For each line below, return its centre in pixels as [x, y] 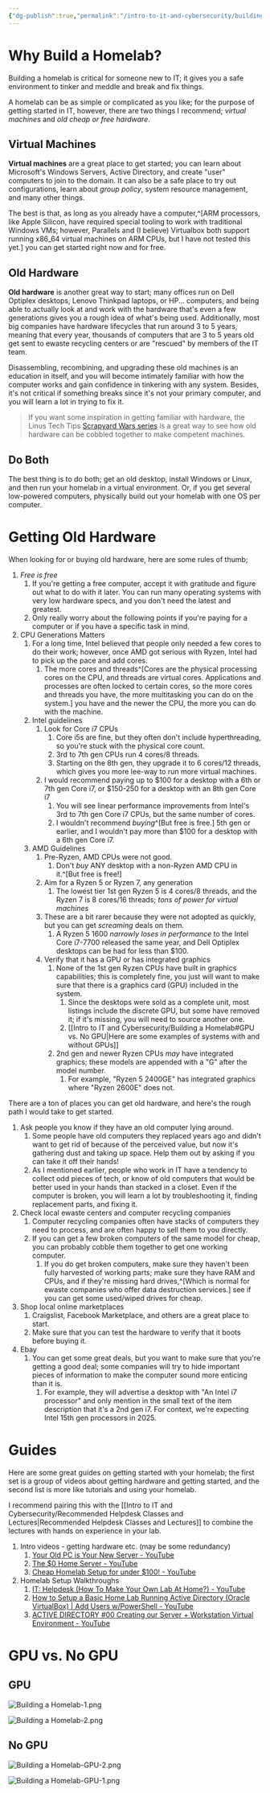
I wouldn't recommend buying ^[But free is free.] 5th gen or [153, 823]
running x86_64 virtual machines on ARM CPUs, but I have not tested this [129, 239]
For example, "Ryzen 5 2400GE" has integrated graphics [162, 1079]
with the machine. [74, 712]
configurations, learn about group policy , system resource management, [128, 189]
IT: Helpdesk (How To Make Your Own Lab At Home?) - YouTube [139, 1589]
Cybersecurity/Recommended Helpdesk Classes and [96, 1513]
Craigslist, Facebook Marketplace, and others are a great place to [140, 1315]
